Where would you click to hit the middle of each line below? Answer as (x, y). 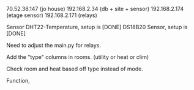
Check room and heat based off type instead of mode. (75, 69)
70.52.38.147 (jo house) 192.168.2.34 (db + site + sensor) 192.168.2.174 (95, 9)
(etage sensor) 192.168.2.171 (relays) (52, 15)
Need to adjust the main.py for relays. (54, 45)
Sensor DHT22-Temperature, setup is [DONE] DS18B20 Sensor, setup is (97, 27)
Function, (18, 81)
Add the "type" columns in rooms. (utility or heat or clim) (78, 57)
